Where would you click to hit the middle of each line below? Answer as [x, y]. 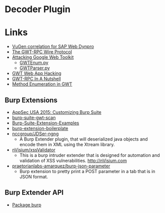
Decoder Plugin [38, 9]
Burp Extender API [34, 193]
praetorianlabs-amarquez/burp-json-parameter [61, 166]
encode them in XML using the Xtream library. [67, 144]
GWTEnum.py [34, 63]
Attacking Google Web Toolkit [43, 57]
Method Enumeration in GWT [42, 84]
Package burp [26, 205]
